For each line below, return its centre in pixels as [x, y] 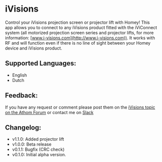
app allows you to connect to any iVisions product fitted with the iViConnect [81, 27]
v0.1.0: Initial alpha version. [39, 155]
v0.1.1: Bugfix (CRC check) [38, 149]
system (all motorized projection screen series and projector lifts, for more [80, 32]
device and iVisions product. [34, 48]
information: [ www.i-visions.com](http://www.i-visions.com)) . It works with [80, 38]
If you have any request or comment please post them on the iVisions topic [80, 107]
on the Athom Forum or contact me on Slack [49, 112]
